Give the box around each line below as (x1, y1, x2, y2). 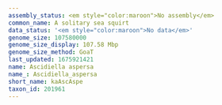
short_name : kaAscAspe (8, 77, 83, 85)
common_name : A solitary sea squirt (8, 19, 129, 27)
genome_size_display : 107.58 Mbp (8, 41, 119, 49)
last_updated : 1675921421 (8, 56, 94, 64)
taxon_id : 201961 (8, 84, 66, 93)
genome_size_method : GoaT (8, 48, 94, 56)
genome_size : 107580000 (8, 33, 87, 42)
